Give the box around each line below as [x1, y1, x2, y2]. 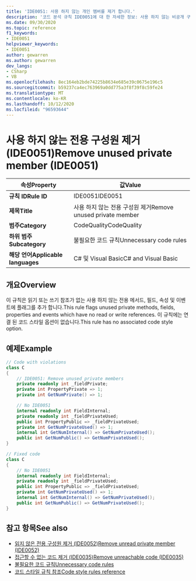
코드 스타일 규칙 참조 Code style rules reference [14, 568, 125, 575]
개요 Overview [6, 280, 57, 290]
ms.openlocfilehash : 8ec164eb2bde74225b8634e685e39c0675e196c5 [6, 80, 163, 85]
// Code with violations [6, 359, 66, 365]
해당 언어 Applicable [9, 251, 63, 259]
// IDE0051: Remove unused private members [16, 376, 124, 381]
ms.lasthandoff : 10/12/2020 [6, 101, 75, 107]
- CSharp [6, 68, 27, 74]
